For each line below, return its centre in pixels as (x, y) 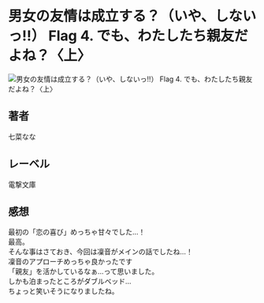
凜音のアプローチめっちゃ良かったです (70, 262)
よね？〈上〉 (50, 56)
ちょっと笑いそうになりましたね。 (63, 291)
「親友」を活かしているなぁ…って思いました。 (84, 271)
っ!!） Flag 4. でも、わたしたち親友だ (128, 36)
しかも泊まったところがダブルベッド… (70, 282)
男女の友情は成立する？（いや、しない (132, 16)
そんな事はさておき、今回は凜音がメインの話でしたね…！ (100, 252)
